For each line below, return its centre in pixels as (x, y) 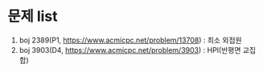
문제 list (33, 16)
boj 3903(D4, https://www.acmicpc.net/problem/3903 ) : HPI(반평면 (130, 50)
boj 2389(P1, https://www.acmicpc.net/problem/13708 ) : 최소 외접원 (130, 40)
